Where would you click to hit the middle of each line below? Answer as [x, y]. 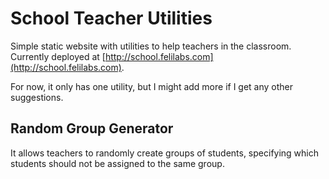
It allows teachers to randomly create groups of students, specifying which [165, 153]
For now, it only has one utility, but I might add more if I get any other [152, 86]
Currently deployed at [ [58, 56]
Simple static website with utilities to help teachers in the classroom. [151, 46]
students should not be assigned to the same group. [117, 163]
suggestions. [37, 97]
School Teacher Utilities [111, 18]
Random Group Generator [92, 128]
